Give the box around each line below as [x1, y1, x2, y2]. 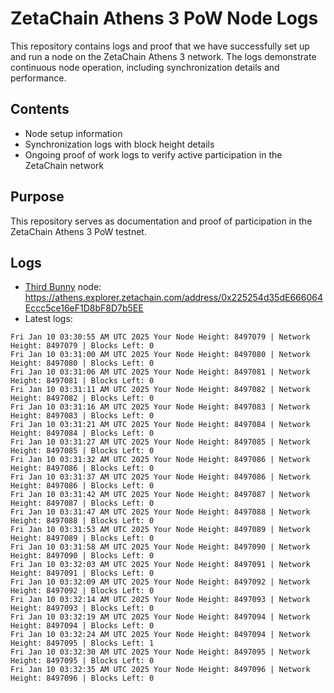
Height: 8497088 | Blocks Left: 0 [10, 516, 155, 526]
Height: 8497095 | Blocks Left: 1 [10, 638, 155, 649]
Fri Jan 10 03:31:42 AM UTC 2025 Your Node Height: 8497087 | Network [10, 490, 311, 500]
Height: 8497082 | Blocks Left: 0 [10, 393, 155, 404]
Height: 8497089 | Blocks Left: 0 [10, 533, 155, 544]
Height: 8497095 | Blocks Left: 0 [10, 656, 155, 666]
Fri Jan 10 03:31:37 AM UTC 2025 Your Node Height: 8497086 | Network [10, 472, 311, 482]
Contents [10, 101, 70, 118]
